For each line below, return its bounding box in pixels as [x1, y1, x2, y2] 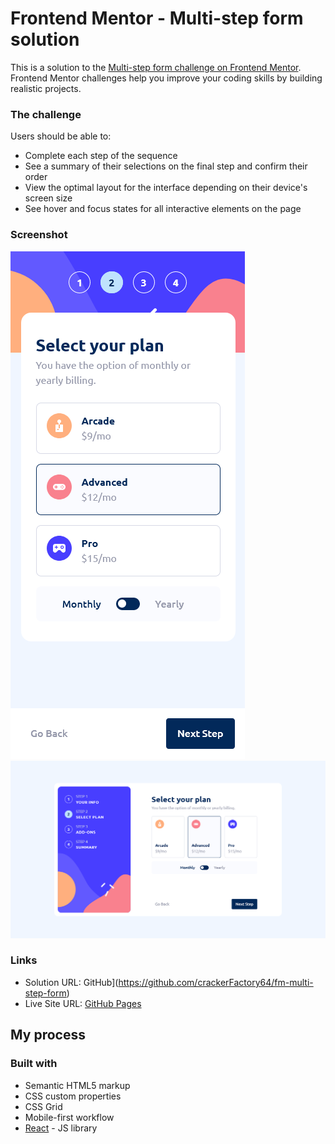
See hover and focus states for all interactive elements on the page [24, 203, 302, 215]
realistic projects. [10, 82, 82, 94]
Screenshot [10, 228, 68, 242]
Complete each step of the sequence [24, 150, 178, 162]
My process [10, 1027, 86, 1044]
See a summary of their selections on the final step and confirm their [24, 160, 308, 172]
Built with [10, 1057, 58, 1071]
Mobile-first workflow [24, 1111, 115, 1123]
